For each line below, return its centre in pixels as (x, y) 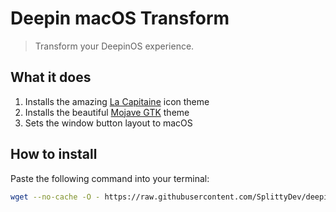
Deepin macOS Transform (120, 18)
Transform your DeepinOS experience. (114, 46)
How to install (54, 154)
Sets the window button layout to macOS (108, 123)
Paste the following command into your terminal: (110, 178)
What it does (51, 77)
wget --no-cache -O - (55, 197)
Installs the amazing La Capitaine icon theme (117, 101)
